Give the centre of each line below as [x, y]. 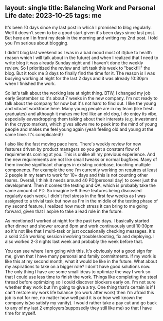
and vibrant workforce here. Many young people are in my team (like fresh [80, 108]
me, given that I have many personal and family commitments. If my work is [81, 256]
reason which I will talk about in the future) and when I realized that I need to [82, 58]
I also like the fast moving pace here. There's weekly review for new [73, 144]
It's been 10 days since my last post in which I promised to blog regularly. [78, 27]
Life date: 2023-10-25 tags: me [53, 16]
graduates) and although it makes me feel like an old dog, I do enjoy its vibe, [81, 114]
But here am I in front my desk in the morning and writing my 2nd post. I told [81, 38]
